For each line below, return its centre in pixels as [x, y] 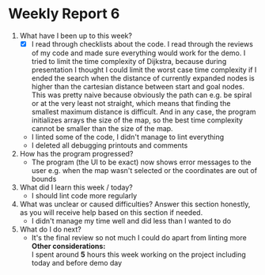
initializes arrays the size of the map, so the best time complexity [137, 120]
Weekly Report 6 [64, 14]
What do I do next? [50, 229]
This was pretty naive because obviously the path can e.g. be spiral [142, 95]
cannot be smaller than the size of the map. [102, 128]
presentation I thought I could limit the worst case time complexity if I [144, 70]
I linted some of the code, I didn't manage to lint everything [127, 137]
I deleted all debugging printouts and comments [110, 145]
